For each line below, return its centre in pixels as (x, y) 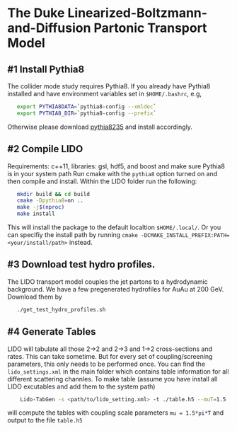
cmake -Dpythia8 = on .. (50, 201)
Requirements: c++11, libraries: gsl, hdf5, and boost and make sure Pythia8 (116, 166)
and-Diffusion (49, 28)
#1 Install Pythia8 (46, 69)
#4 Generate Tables (52, 332)
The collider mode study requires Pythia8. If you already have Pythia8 (109, 86)
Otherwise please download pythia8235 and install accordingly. (100, 127)
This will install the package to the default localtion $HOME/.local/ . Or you (114, 227)
